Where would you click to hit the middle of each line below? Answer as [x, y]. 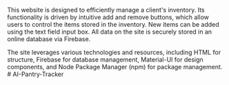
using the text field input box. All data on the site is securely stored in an [110, 32]
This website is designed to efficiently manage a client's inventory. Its [106, 10]
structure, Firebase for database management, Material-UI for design [105, 60]
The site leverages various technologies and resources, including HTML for [114, 52]
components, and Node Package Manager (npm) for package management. [115, 67]
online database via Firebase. [49, 39]
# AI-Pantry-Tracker [36, 74]
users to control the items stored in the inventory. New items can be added [113, 24]
